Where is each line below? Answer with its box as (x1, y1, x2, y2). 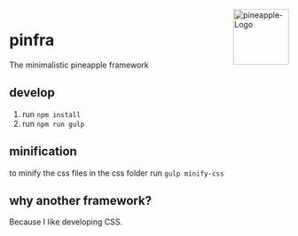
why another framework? (9, 193, 153, 208)
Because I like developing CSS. (9, 216, 123, 227)
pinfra (9, 30, 55, 51)
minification (9, 144, 77, 159)
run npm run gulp (21, 118, 85, 129)
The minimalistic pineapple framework (9, 59, 149, 70)
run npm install (21, 108, 82, 119)
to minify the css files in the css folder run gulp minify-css (9, 168, 224, 178)
